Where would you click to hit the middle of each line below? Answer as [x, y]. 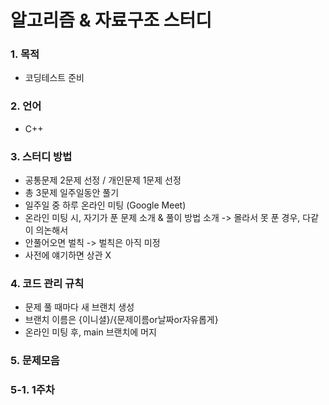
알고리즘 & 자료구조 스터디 [111, 20]
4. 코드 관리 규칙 [47, 283]
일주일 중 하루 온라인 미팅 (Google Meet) [105, 205]
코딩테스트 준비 [54, 78]
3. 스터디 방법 [41, 156]
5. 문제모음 [35, 361]
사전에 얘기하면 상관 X [68, 255]
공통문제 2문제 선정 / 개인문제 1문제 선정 [103, 180]
